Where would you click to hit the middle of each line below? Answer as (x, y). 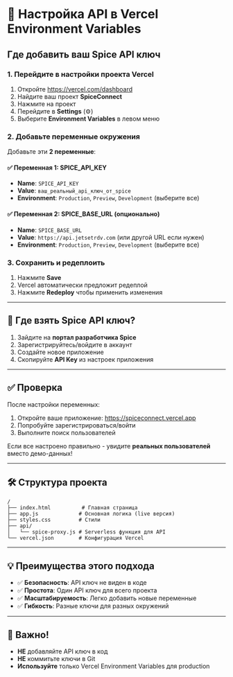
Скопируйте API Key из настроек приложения (85, 359)
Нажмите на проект (46, 104)
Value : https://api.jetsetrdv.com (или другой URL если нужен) (111, 237)
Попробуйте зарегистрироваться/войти (77, 425)
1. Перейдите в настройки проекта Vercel (81, 74)
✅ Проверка (35, 388)
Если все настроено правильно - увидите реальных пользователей (109, 446)
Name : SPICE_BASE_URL (49, 230)
